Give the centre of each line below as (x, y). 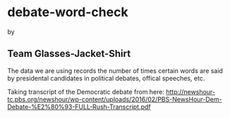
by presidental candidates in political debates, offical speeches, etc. (106, 78)
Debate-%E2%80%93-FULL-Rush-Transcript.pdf (79, 107)
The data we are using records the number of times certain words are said (115, 70)
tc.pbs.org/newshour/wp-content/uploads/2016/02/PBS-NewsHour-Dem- (115, 99)
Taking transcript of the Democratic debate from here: (86, 91)
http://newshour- (190, 91)
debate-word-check (68, 12)
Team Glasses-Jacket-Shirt (69, 54)
